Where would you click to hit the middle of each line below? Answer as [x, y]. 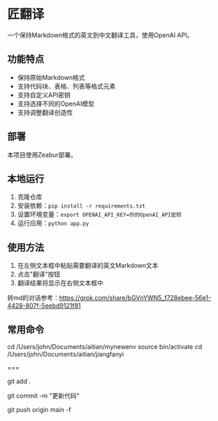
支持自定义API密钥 [44, 94]
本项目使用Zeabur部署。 [42, 155]
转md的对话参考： [33, 298]
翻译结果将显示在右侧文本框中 [60, 283]
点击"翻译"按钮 [39, 274]
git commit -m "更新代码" [44, 395]
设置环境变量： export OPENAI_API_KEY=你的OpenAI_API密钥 [99, 215]
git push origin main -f [39, 409]
